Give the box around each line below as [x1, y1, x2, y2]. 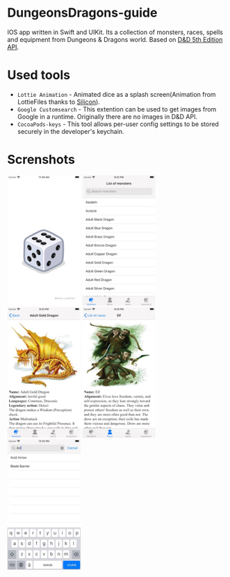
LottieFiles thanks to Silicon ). [17, 98, 101, 106]
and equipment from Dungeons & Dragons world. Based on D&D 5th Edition [7, 35, 223, 43]
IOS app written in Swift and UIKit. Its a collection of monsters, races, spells [7, 28, 224, 36]
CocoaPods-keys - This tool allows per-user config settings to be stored [17, 120, 219, 128]
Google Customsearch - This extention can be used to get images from [17, 105, 217, 113]
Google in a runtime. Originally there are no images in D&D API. [17, 112, 198, 121]
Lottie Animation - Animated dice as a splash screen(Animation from [17, 90, 217, 98]
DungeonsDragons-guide [7, 5, 158, 21]
